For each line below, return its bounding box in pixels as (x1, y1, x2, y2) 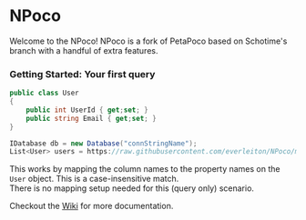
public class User (9, 88, 79, 98)
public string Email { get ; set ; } (25, 114, 157, 123)
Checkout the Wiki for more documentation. (9, 201, 174, 212)
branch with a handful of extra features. (9, 45, 158, 55)
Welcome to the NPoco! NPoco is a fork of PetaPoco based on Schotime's (9, 35, 288, 46)
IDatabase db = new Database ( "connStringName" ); (9, 138, 198, 148)
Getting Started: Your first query (9, 67, 156, 80)
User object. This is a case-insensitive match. (9, 174, 179, 185)
